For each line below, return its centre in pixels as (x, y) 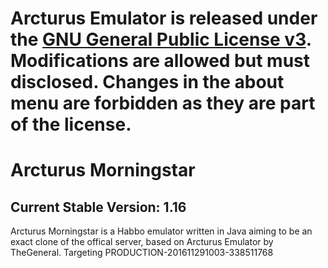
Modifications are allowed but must (160, 61)
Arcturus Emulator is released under (164, 18)
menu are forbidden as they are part (163, 103)
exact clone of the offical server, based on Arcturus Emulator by (142, 242)
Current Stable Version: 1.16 (98, 207)
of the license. (71, 124)
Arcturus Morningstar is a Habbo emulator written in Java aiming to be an (161, 231)
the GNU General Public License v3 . (161, 39)
